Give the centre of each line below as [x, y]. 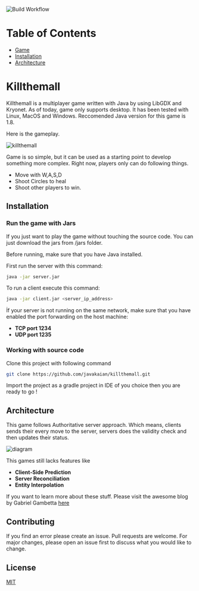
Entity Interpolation [39, 485]
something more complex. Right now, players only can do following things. [97, 163]
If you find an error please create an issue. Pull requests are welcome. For [97, 536]
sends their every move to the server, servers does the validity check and [96, 431]
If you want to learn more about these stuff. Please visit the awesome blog [97, 497]
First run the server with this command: [55, 266]
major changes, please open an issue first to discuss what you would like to [99, 543]
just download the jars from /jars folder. [55, 242]
